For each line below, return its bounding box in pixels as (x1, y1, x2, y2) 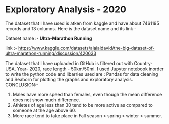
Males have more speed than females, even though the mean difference (12, 91, 162, 97)
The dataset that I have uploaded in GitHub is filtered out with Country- (5, 60, 153, 66)
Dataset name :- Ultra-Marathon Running (5, 35, 92, 41)
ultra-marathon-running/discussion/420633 (5, 50, 97, 56)
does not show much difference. (12, 97, 80, 103)
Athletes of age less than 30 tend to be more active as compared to (12, 102, 153, 108)
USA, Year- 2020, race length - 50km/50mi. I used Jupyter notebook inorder (5, 66, 164, 72)
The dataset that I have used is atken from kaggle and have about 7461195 (5, 20, 160, 26)
